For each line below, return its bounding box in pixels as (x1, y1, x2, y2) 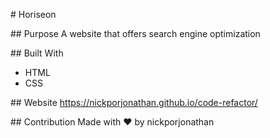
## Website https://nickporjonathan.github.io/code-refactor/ (10, 97, 258, 108)
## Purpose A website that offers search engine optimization (10, 28, 261, 39)
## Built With (10, 47, 64, 59)
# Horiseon (10, 9, 57, 20)
